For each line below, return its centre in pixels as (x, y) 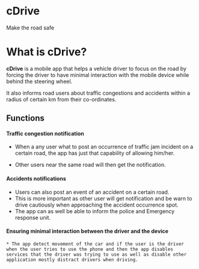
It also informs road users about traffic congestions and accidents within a (98, 93)
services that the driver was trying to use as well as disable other (96, 254)
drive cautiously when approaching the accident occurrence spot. (96, 205)
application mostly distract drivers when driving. (72, 259)
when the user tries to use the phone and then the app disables (90, 249)
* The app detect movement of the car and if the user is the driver (95, 244)
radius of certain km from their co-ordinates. (61, 99)
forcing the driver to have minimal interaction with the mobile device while (98, 75)
